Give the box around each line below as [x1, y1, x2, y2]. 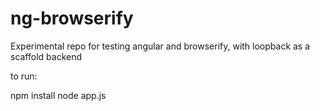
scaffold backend [10, 50, 83, 62]
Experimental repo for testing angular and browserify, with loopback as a [10, 40, 311, 52]
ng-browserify [10, 7, 134, 30]
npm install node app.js [10, 89, 107, 101]
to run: [10, 70, 38, 82]
